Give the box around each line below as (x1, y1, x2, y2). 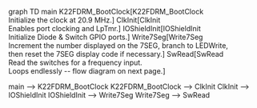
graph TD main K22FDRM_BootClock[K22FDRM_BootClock (8, 7, 204, 16)
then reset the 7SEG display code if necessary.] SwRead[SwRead (8, 50, 224, 58)
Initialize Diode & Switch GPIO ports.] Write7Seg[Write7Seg (8, 32, 203, 42)
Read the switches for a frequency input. (8, 58, 143, 67)
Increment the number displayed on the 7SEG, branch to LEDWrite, (8, 41, 228, 50)
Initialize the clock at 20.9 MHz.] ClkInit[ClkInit (8, 15, 161, 25)
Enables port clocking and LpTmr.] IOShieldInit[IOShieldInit (8, 24, 202, 33)
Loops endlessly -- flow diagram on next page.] (8, 66, 166, 75)
